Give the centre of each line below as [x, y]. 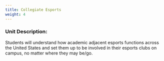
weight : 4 [15, 14]
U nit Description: [26, 32]
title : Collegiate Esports [33, 10]
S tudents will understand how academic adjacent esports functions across [82, 42]
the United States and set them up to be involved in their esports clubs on [81, 48]
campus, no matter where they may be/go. [49, 53]
